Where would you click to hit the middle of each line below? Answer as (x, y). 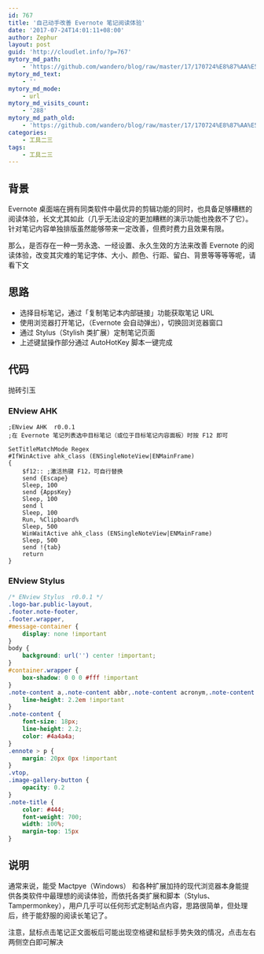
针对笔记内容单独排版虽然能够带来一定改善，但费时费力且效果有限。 (118, 228)
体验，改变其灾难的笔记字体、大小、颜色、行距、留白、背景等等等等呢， (132, 255)
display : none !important (65, 634)
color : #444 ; (44, 809)
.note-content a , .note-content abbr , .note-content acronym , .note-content (132, 692)
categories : (27, 132)
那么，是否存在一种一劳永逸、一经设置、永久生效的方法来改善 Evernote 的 (128, 246)
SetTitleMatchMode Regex (49, 449)
